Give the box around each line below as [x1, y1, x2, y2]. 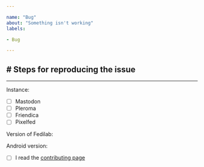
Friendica [15, 112, 39, 119]
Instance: [6, 86, 30, 94]
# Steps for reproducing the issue [6, 64, 136, 75]
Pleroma [15, 104, 36, 112]
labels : [6, 26, 26, 32]
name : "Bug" [6, 14, 36, 20]
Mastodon [15, 98, 41, 105]
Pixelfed [15, 118, 36, 126]
